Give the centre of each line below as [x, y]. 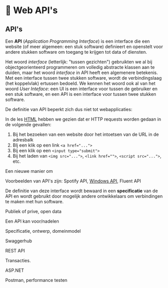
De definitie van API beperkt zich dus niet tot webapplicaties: [69, 109]
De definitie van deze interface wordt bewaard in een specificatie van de [82, 191]
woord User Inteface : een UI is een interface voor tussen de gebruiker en [81, 89]
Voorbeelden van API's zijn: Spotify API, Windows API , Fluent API [73, 181]
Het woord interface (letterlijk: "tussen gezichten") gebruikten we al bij [79, 62]
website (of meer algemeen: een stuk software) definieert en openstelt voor [84, 47]
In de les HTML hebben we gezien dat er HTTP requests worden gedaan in [83, 119]
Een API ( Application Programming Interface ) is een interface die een [78, 41]
